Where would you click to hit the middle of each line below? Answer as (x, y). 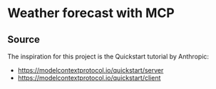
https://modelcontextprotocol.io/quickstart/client (89, 78)
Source (24, 40)
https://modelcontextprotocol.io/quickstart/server (91, 70)
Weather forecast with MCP (91, 13)
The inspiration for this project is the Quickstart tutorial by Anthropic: (108, 56)
